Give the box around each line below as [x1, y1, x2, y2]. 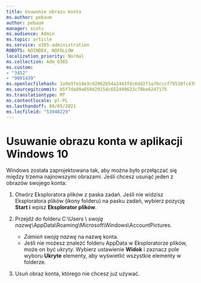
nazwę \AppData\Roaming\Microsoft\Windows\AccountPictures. [14, 222, 172, 229]
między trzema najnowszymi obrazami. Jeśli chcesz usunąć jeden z [6, 173, 173, 180]
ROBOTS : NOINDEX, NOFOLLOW [6, 48, 74, 54]
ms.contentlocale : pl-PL [6, 97, 68, 103]
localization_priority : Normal [6, 53, 84, 59]
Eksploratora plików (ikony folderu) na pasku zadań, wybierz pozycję [14, 198, 185, 205]
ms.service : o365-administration [6, 42, 90, 48]
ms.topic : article [6, 36, 52, 42]
